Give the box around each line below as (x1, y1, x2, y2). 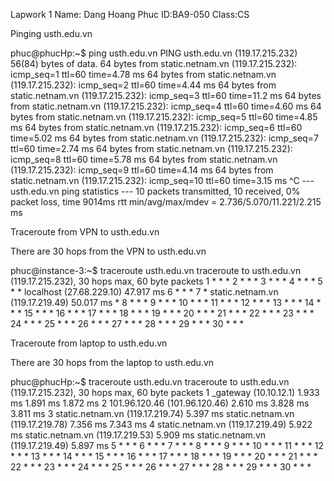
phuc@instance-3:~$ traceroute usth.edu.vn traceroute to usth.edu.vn (10, 265, 302, 276)
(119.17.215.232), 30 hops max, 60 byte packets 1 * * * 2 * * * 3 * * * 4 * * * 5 (10, 275, 323, 287)
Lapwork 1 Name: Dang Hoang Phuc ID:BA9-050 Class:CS (10, 9, 250, 20)
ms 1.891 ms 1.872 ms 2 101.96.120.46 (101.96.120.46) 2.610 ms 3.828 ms (10, 397, 310, 409)
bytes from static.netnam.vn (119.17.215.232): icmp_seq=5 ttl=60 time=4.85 (10, 111, 318, 123)
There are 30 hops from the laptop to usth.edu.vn (10, 357, 215, 368)
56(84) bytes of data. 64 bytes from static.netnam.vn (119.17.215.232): (10, 58, 298, 69)
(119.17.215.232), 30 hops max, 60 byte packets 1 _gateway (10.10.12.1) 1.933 (10, 387, 320, 398)
